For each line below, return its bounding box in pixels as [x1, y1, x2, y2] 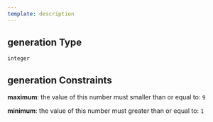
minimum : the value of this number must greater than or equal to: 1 [7, 106, 204, 115]
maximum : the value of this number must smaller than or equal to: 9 [7, 93, 206, 102]
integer [7, 55, 31, 62]
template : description [7, 10, 75, 18]
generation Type [7, 37, 82, 49]
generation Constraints [7, 74, 112, 86]
